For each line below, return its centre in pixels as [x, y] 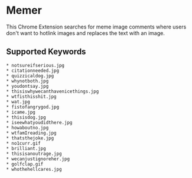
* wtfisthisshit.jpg [32, 96]
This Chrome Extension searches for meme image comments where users [96, 27]
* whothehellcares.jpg [34, 169]
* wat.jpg [18, 101]
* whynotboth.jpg [27, 81]
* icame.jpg [21, 112]
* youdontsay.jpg [27, 86]
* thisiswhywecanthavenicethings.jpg [53, 91]
